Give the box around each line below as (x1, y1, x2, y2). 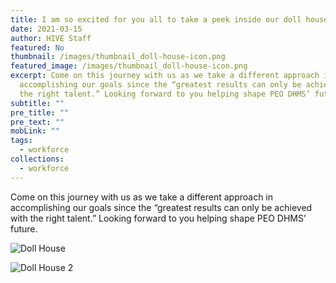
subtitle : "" (10, 98, 65, 108)
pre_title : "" (10, 107, 70, 118)
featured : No (10, 42, 65, 53)
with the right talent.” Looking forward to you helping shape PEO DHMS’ (10, 212, 307, 224)
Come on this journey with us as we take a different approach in (10, 191, 274, 203)
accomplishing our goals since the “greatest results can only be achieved (10, 201, 313, 213)
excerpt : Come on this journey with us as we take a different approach (10, 71, 320, 81)
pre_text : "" (10, 117, 65, 127)
